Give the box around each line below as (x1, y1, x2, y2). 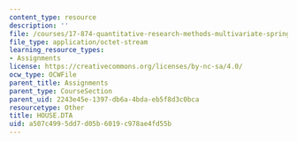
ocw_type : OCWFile (9, 71, 77, 79)
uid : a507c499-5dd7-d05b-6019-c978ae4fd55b (9, 120, 172, 129)
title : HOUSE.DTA (9, 111, 73, 120)
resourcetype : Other (9, 103, 86, 112)
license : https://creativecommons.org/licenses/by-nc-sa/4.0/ (9, 63, 243, 71)
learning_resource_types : (9, 46, 104, 55)
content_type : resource (9, 12, 97, 22)
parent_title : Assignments (9, 78, 109, 87)
